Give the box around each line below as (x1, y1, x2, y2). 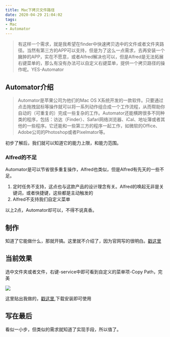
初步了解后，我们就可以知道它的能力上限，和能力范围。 (5, 139, 121, 146)
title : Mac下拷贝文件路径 (5, 7, 55, 13)
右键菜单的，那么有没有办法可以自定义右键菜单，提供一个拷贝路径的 (17, 60, 161, 66)
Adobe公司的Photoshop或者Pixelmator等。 (17, 129, 108, 135)
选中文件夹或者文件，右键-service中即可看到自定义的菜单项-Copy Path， (5, 268, 158, 275)
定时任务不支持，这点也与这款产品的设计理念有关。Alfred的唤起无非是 (12, 184, 159, 190)
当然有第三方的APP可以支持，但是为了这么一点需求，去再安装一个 (26, 47, 165, 53)
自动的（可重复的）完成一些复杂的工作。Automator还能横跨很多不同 (17, 110, 160, 116)
